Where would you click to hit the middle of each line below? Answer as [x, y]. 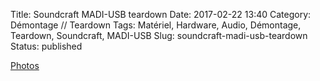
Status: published [46, 46]
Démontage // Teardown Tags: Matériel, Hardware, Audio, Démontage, [156, 25]
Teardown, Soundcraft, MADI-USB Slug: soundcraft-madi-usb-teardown [159, 35]
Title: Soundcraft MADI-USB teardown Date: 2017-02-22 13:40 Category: [161, 14]
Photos [25, 65]
